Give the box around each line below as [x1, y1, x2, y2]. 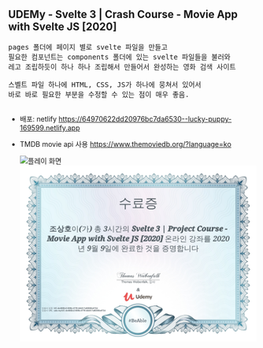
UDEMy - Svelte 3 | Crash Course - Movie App [8, 8, 239, 21]
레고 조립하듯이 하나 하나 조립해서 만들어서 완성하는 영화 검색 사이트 [8, 62, 236, 71]
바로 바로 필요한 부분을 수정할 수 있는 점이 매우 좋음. [8, 90, 190, 99]
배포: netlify [19, 114, 57, 123]
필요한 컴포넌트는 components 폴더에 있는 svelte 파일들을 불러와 [8, 52, 231, 62]
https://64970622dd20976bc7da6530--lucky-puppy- [58, 114, 232, 123]
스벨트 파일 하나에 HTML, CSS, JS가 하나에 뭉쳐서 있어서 [8, 80, 202, 89]
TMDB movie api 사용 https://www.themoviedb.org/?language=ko [19, 139, 232, 148]
